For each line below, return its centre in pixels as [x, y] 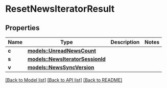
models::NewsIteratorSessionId [66, 59]
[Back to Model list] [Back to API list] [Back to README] [64, 80]
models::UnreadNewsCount [62, 51]
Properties [22, 28]
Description [125, 42]
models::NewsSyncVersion [61, 67]
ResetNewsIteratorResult [60, 9]
